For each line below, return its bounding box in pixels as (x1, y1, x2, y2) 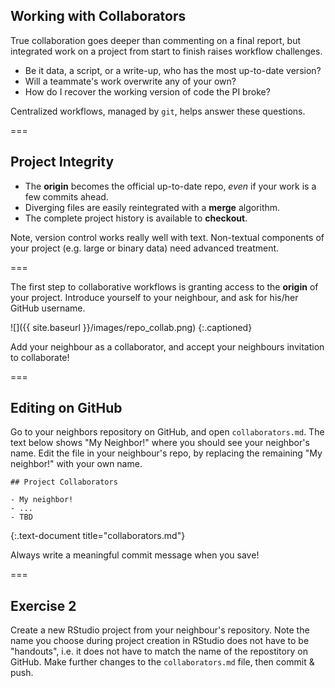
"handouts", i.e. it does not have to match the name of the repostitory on (10, 645, 308, 658)
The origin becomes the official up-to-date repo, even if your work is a (24, 180, 317, 192)
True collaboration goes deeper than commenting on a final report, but (10, 34, 302, 46)
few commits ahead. (24, 190, 109, 203)
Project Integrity (10, 154, 115, 171)
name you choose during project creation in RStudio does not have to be (10, 635, 310, 647)
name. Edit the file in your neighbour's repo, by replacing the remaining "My (10, 447, 323, 459)
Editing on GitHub (10, 400, 123, 417)
